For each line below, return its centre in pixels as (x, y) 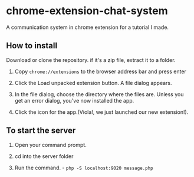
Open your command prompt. (50, 145)
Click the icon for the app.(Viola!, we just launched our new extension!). (101, 112)
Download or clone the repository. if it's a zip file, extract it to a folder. (91, 60)
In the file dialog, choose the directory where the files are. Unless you (99, 94)
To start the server (41, 131)
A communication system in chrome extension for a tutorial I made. (88, 27)
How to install (32, 46)
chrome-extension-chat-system (87, 11)
